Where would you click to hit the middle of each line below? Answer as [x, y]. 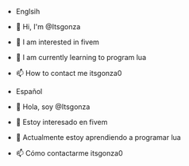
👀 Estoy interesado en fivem [62, 122]
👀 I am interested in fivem [57, 42]
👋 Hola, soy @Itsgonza [53, 107]
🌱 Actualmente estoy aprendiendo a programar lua [98, 137]
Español [29, 91]
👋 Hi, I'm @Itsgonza [48, 26]
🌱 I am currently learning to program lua [81, 57]
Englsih [28, 11]
